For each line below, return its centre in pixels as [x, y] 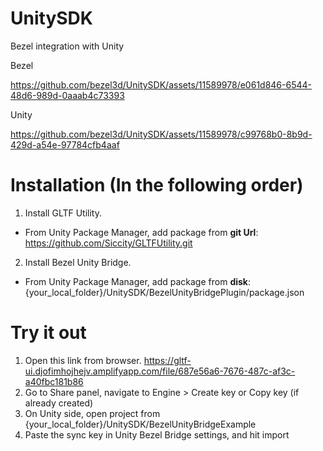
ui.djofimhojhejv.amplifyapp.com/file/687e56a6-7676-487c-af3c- [160, 371]
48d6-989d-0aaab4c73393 [67, 95]
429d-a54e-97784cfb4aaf [65, 144]
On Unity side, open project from [92, 413]
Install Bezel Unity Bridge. [78, 262]
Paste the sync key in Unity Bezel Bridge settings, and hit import [157, 434]
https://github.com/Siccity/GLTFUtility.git [108, 243]
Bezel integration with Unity [67, 46]
